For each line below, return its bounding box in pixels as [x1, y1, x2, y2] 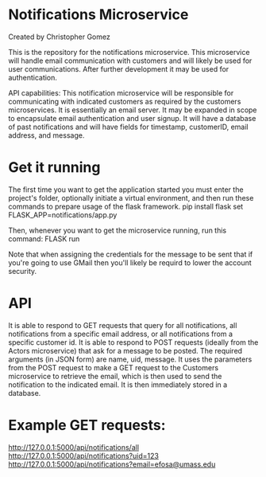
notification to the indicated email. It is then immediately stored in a [8, 380, 228, 389]
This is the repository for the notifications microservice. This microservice [8, 47, 250, 57]
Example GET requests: [8, 416, 166, 434]
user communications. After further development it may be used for [8, 64, 229, 73]
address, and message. [8, 130, 85, 140]
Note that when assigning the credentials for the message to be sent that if [8, 249, 253, 259]
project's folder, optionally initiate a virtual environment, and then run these [8, 193, 254, 202]
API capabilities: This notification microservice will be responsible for [8, 88, 234, 97]
